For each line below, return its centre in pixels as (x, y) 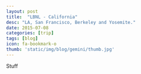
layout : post (22, 11)
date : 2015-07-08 (27, 28)
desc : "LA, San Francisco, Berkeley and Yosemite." (71, 22)
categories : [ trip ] (30, 33)
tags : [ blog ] (22, 38)
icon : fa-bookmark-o (32, 44)
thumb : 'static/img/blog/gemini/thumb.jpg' (60, 50)
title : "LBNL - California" (42, 17)
